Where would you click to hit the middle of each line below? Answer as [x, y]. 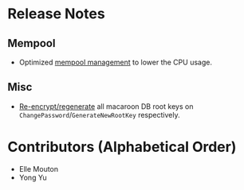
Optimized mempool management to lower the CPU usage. [116, 62]
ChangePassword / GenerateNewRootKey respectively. [99, 114]
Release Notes [56, 14]
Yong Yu [33, 177]
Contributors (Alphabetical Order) [122, 147]
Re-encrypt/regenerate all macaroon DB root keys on [106, 106]
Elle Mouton [39, 169]
